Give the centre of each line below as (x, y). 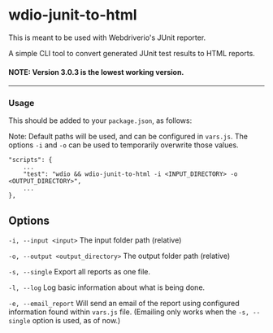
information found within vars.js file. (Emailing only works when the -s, (129, 312)
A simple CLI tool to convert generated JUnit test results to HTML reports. (132, 53)
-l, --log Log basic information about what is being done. (107, 287)
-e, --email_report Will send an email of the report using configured (124, 304)
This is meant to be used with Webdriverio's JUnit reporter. (107, 37)
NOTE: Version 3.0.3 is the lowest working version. (96, 72)
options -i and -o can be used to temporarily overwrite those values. (123, 145)
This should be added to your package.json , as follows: (100, 120)
